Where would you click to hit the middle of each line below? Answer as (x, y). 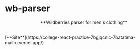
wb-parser (28, 9)
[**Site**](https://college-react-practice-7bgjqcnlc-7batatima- (70, 37)
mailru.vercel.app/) (25, 42)
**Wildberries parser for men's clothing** (84, 22)
